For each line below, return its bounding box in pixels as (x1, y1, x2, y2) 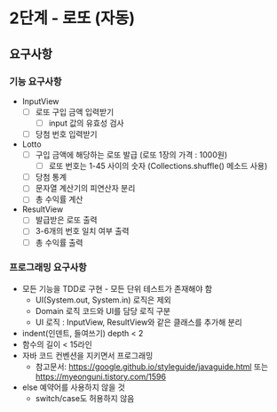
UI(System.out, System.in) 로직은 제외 (35, 295, 171, 305)
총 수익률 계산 (35, 194, 83, 205)
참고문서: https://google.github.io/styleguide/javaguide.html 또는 (35, 361, 269, 372)
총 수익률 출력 (35, 237, 83, 247)
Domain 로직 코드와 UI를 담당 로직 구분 (35, 305, 171, 316)
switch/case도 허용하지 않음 (35, 392, 135, 403)
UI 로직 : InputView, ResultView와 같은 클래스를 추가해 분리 (35, 317, 242, 327)
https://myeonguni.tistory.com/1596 (35, 371, 167, 382)
